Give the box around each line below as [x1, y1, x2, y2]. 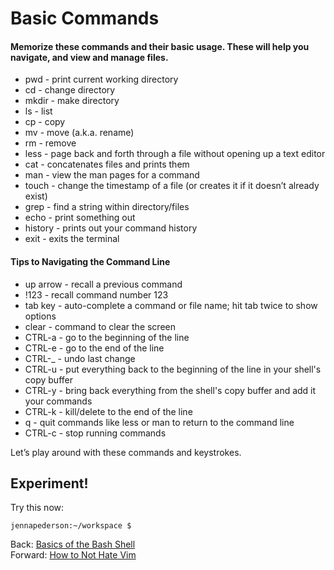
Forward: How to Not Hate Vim [10, 549, 137, 561]
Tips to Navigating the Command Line [10, 255, 171, 267]
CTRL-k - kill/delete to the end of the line [24, 405, 193, 417]
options [24, 310, 57, 322]
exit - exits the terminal [24, 233, 120, 245]
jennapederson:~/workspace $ [10, 521, 132, 531]
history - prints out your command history [24, 222, 198, 234]
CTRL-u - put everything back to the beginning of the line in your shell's [24, 363, 322, 375]
